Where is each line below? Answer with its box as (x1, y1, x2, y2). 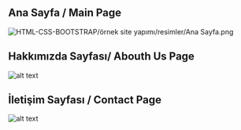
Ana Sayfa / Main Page (8, 6, 122, 20)
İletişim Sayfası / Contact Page (8, 93, 162, 107)
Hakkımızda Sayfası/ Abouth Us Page (8, 50, 195, 63)
